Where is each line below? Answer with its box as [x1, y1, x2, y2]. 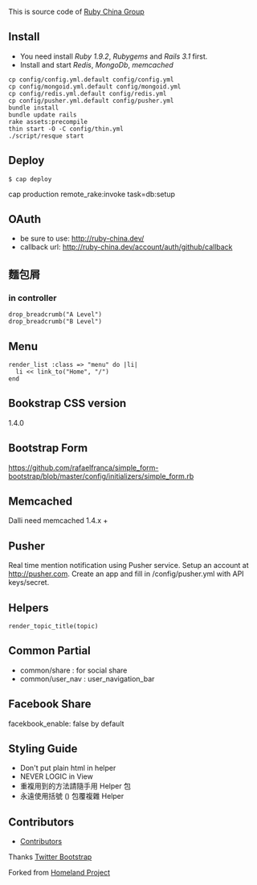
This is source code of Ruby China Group [8, 7, 145, 16]
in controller [8, 292, 57, 303]
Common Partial [8, 644, 91, 658]
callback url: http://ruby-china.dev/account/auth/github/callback [19, 242, 233, 252]
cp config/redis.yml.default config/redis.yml [8, 89, 167, 97]
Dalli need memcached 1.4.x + [8, 516, 108, 525]
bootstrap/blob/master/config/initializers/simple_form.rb [8, 471, 194, 481]
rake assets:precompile [8, 117, 88, 126]
